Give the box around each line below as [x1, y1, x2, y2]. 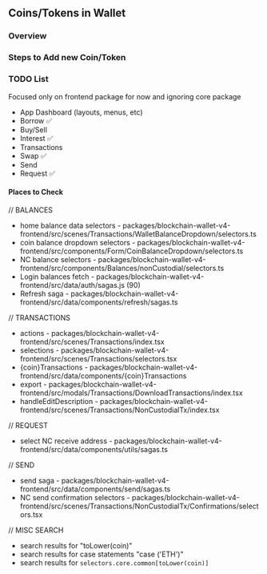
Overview [8, 30, 47, 42]
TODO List [8, 74, 50, 85]
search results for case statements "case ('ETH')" [19, 549, 184, 559]
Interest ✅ [19, 133, 54, 143]
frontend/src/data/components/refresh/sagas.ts [19, 297, 178, 307]
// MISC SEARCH [8, 525, 64, 535]
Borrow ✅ [19, 115, 53, 125]
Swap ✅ [19, 151, 47, 160]
